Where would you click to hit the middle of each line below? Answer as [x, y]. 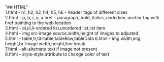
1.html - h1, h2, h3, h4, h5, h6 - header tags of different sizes [66, 12]
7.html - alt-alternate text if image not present [51, 49]
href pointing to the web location [38, 23]
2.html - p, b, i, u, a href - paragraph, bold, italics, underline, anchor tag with [82, 17]
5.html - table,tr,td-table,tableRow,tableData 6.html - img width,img [73, 38]
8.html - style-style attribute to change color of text [57, 54]
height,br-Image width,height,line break [45, 44]
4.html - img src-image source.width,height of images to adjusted [72, 33]
